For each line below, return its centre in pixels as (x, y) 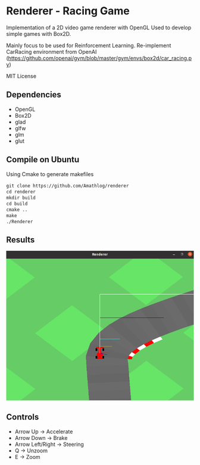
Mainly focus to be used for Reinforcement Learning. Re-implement (89, 45)
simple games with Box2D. (39, 33)
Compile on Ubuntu (43, 160)
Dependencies (34, 95)
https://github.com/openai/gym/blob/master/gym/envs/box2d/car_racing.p (100, 58)
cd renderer (21, 192)
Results (21, 240)
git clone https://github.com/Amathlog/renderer (68, 186)
